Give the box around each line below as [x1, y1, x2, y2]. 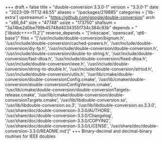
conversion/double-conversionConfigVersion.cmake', [5, 82, 112, 87]
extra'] [5, 15, 18, 20]
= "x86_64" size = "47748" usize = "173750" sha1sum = [5, 19, 117, 25]
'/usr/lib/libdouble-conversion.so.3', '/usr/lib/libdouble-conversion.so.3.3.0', [5, 102, 157, 108]
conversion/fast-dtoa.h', [5, 56, 54, 61]
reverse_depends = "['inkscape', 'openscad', [45, 30, 135, 36]
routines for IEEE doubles [5, 133, 56, 139]
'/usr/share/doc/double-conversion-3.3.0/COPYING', [5, 118, 111, 124]
